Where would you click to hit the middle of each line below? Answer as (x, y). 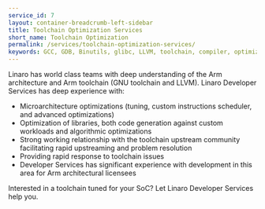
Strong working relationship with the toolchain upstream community (130, 139)
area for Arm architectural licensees (78, 173)
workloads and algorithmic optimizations (86, 131)
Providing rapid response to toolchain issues (91, 156)
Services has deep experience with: (66, 91)
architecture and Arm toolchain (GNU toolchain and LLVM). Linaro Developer (132, 82)
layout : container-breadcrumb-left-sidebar (81, 23)
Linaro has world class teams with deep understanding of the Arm (115, 74)
